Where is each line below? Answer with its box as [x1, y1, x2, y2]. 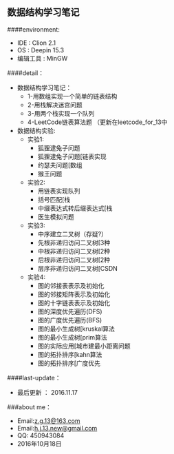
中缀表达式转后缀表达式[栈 [37, 204, 113, 212]
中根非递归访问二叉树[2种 [37, 247, 111, 255]
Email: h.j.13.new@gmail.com [17, 424, 98, 432]
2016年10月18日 [17, 440, 62, 448]
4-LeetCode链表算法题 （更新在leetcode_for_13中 [27, 118, 168, 126]
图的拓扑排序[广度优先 [37, 359, 101, 367]
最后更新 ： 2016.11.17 [17, 388, 78, 396]
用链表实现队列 [37, 187, 80, 195]
